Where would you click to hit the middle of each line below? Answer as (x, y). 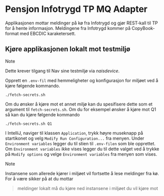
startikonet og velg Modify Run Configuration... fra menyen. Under (75, 138)
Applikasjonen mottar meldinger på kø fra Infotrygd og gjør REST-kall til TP (82, 23)
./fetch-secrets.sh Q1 (29, 124)
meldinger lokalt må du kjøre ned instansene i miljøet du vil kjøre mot (87, 188)
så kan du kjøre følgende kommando (42, 114)
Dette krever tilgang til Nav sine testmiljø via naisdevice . (62, 71)
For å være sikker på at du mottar (39, 179)
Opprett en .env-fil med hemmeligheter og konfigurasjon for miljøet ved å (82, 80)
